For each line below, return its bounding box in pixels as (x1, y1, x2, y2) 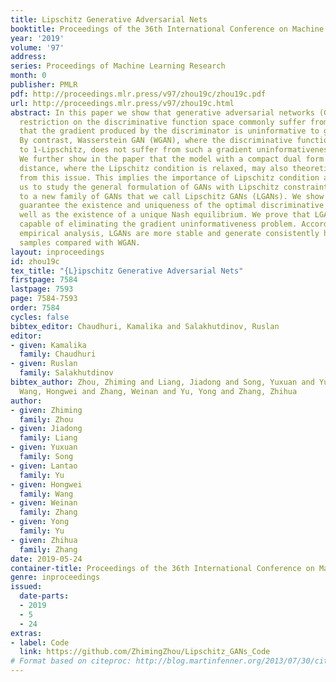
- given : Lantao (10, 461, 78, 471)
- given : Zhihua (10, 535, 78, 545)
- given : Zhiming (10, 405, 83, 415)
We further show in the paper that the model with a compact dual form (19, 154, 325, 164)
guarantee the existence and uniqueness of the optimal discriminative (19, 201, 325, 211)
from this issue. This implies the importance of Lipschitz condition (19, 172, 320, 183)
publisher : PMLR (10, 80, 78, 90)
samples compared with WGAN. (19, 237, 141, 248)
